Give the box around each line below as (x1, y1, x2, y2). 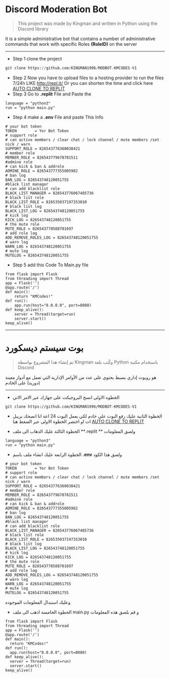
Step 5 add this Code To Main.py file (12, 262, 89, 268)
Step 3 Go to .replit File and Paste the (12, 90, 92, 97)
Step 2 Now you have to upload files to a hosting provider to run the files (12, 75, 164, 81)
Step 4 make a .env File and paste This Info (12, 114, 104, 120)
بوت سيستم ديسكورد (5, 342, 84, 354)
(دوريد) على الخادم (5, 380, 40, 386)
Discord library (17, 25, 49, 32)
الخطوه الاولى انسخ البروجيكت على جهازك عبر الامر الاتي (12, 394, 120, 400)
